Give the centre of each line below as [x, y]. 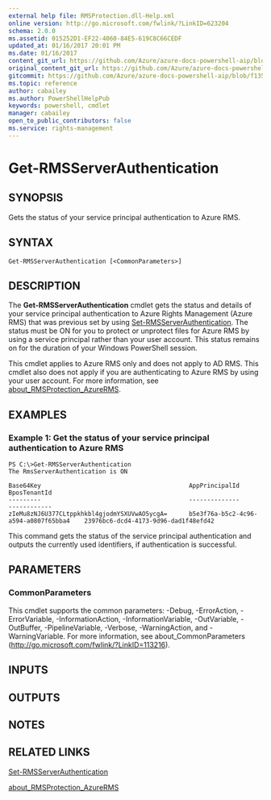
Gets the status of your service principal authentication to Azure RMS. [124, 217]
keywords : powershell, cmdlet [59, 106]
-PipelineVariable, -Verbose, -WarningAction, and [126, 627]
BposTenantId [30, 493]
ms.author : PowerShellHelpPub [59, 98]
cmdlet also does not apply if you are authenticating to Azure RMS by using [133, 373]
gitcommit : [27, 76]
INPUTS [28, 670]
